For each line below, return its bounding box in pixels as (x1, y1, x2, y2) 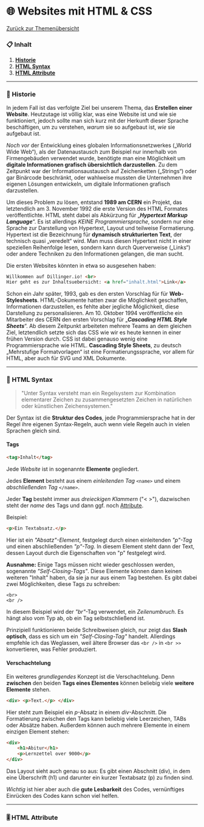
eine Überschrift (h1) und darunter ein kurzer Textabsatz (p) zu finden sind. (6, 774, 194, 781)
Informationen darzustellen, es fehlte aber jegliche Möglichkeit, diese (6, 303, 179, 310)
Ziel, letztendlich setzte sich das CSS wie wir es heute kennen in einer (6, 329, 182, 336)
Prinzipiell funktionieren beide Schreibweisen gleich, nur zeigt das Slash (6, 626, 187, 633)
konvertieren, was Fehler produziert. (6, 645, 97, 653)
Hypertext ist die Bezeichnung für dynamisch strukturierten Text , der (6, 231, 182, 238)
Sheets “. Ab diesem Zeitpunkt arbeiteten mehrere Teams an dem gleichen (6, 322, 192, 330)
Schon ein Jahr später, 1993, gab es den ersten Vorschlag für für (6, 290, 168, 298)
